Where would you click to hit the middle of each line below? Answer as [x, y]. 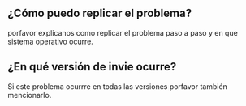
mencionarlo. [30, 95]
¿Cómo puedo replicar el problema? [100, 13]
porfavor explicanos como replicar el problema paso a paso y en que [123, 32]
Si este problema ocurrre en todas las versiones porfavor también [118, 86]
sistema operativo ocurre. [51, 41]
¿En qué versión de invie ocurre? [92, 67]
